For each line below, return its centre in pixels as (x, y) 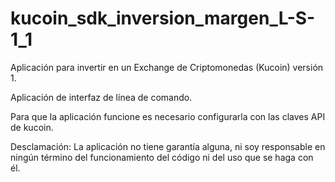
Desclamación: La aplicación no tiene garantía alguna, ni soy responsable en (168, 146)
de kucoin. (32, 127)
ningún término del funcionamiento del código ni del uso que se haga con (162, 157)
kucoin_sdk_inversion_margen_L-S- (163, 18)
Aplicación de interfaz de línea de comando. (101, 97)
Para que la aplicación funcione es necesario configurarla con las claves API (168, 116)
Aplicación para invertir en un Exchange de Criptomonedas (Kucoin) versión (167, 67)
